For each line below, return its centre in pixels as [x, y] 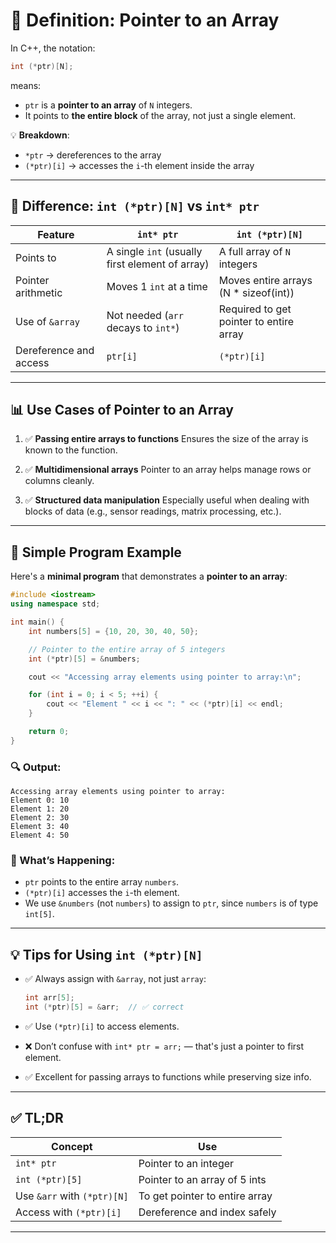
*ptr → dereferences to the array [93, 155]
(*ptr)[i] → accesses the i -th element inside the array [139, 165]
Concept [72, 1146]
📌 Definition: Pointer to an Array [145, 20]
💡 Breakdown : [40, 135]
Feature [56, 234]
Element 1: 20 [40, 809]
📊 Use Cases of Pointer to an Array [122, 410]
